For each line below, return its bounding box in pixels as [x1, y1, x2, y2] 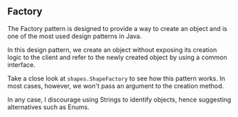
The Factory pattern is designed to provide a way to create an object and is [7, 24, 227, 32]
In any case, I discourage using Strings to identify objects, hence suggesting [7, 95, 232, 104]
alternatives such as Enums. [7, 102, 90, 111]
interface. [7, 60, 36, 69]
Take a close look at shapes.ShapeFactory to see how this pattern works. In [7, 74, 225, 82]
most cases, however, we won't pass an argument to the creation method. [7, 81, 225, 90]
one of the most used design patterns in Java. [7, 32, 142, 40]
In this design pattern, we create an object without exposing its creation [7, 45, 217, 54]
